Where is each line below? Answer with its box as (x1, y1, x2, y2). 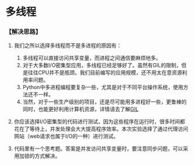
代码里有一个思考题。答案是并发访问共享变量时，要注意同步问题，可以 (13, 145, 183, 152)
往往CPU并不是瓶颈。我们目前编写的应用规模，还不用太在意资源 (27, 69, 182, 76)
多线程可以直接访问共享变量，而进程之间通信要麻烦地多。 (22, 54, 161, 61)
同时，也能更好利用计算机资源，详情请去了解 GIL (22, 106, 138, 113)
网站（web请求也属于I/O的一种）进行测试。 (13, 133, 119, 140)
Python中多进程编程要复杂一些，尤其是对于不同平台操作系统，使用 (22, 84, 183, 91)
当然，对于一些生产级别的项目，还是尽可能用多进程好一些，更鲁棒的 (22, 98, 187, 105)
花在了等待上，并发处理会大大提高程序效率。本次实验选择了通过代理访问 (13, 125, 188, 132)
